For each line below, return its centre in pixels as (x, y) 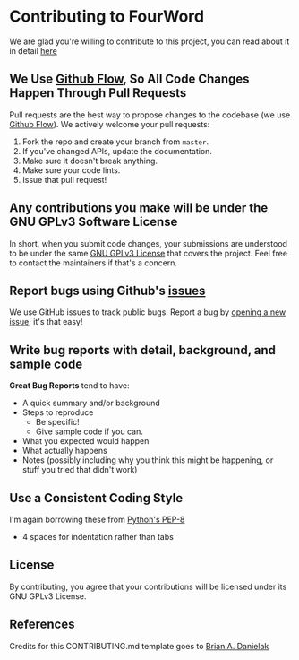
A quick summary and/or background (91, 403)
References (42, 625)
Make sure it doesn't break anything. (90, 161)
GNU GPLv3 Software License (94, 222)
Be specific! (57, 422)
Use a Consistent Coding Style (96, 498)
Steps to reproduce (58, 412)
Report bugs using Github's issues (107, 290)
